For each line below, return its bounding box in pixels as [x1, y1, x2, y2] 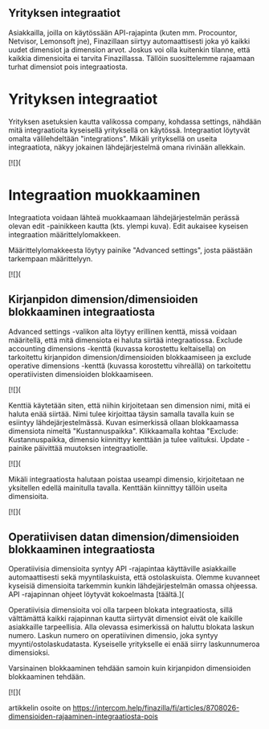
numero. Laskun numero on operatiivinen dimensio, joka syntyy [8, 631, 218, 641]
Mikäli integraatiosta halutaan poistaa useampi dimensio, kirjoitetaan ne [8, 474, 245, 484]
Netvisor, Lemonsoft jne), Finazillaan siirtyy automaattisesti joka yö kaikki [8, 36, 251, 46]
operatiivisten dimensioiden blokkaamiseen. [8, 369, 154, 379]
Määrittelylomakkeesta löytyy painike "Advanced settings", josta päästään [8, 245, 253, 255]
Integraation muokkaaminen [8, 186, 201, 204]
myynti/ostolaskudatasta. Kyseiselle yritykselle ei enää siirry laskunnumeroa [8, 639, 260, 649]
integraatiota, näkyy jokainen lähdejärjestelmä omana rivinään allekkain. [8, 142, 247, 152]
